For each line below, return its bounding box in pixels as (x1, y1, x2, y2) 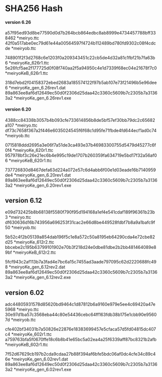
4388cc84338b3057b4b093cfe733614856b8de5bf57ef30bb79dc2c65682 (5, 117, 156, 123)
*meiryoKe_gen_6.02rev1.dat (11, 356, 69, 362)
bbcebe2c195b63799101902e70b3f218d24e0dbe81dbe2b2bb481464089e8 (5, 245, 156, 250)
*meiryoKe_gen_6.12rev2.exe (14, 275, 71, 280)
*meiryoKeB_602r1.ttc (5, 342, 48, 347)
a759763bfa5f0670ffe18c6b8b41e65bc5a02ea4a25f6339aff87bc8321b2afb (5, 337, 157, 343)
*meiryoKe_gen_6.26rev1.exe (14, 95, 72, 101)
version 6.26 (5, 19, 31, 25)
